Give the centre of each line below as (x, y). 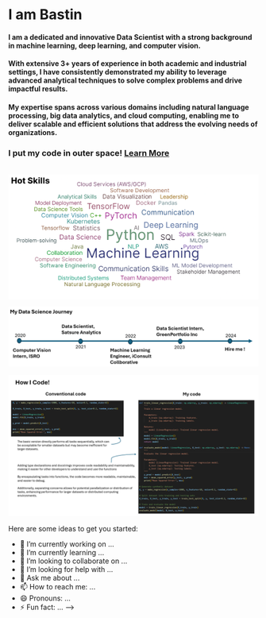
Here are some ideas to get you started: (73, 528)
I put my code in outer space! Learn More (89, 153)
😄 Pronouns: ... (45, 598)
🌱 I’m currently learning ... (62, 552)
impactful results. (38, 89)
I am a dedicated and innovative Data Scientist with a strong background (130, 37)
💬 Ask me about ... (50, 577)
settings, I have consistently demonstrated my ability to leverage (118, 72)
